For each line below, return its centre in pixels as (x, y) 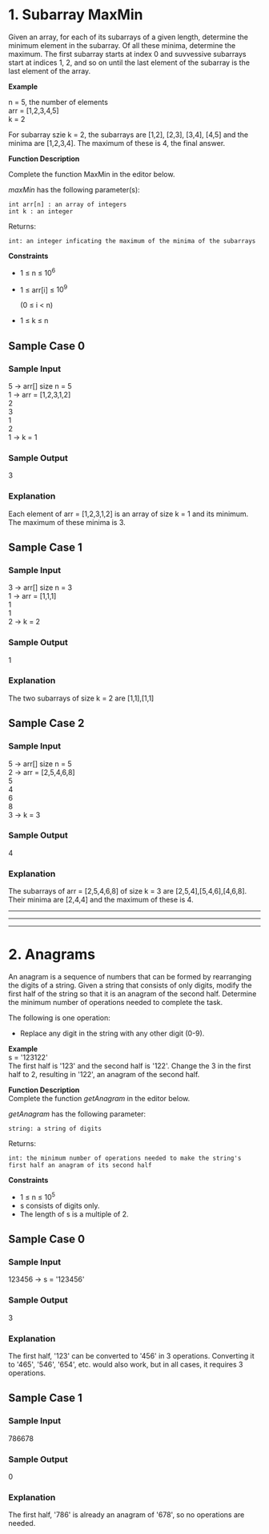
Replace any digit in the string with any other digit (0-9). (112, 1033)
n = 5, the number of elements (58, 102)
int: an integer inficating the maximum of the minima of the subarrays (132, 241)
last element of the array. (50, 71)
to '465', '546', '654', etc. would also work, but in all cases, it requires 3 (126, 1364)
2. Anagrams (52, 955)
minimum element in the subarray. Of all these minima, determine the (122, 45)
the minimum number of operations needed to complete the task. (116, 1003)
